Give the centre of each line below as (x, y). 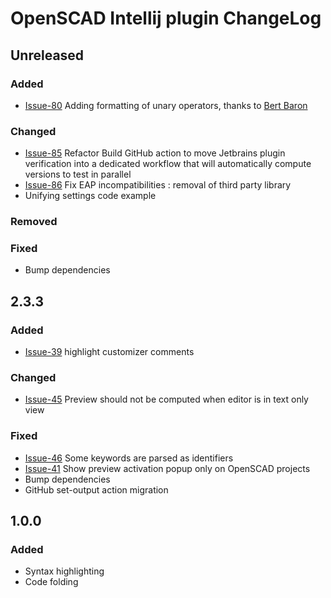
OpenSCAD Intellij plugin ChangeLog (166, 18)
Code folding (51, 582)
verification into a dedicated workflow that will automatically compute (168, 164)
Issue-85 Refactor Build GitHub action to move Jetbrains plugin (155, 153)
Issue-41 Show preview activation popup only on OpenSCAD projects (167, 468)
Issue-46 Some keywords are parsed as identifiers (129, 458)
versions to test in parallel (78, 174)
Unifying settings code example (90, 196)
